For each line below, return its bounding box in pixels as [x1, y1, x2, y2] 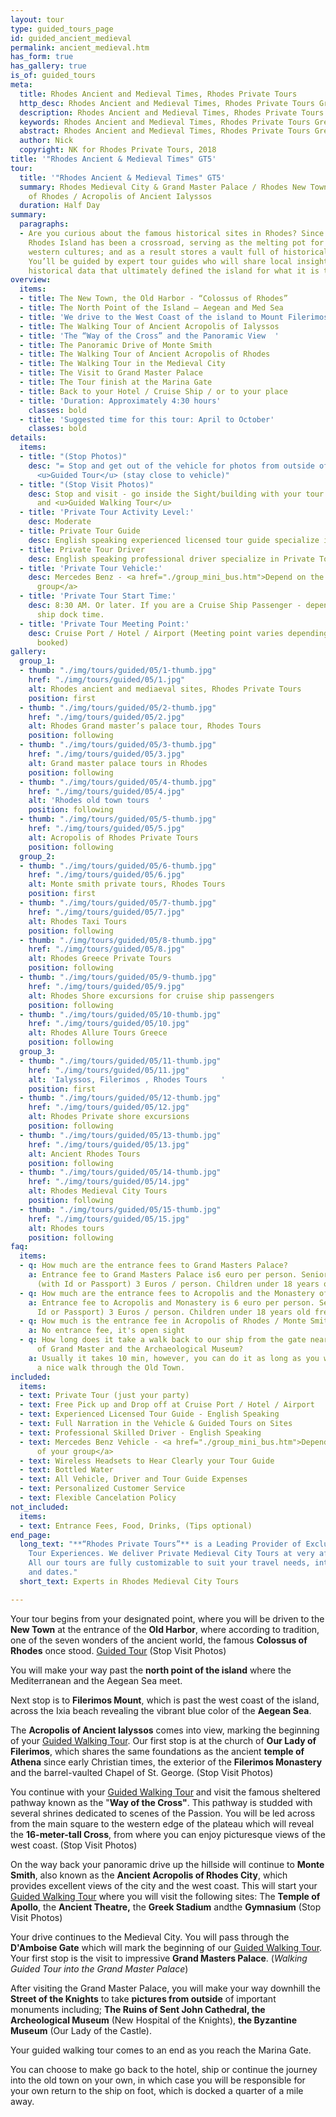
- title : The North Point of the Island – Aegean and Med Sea [19, 303, 284, 313]
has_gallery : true [10, 61, 87, 71]
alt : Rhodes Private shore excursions [28, 1112, 190, 1122]
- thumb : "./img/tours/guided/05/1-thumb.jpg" [19, 666, 217, 676]
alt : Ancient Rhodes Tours [28, 1149, 141, 1159]
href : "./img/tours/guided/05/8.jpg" [28, 944, 186, 955]
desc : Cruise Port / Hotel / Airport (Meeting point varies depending [28, 628, 329, 638]
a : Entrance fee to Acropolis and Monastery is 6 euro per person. [28, 1297, 315, 1308]
